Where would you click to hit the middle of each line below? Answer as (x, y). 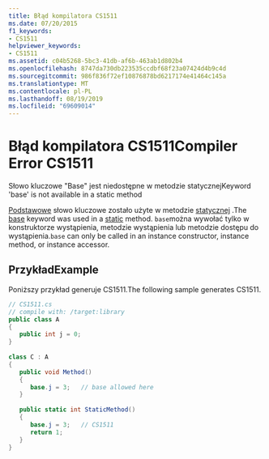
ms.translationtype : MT (49, 83)
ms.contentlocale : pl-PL (50, 91)
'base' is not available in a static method (75, 194)
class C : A (28, 357)
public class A (34, 319)
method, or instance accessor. (59, 244)
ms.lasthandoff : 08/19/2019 (56, 99)
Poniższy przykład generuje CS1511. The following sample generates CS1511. (135, 289)
